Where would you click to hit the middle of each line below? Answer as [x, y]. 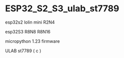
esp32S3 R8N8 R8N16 [28, 31]
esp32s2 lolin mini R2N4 [30, 22]
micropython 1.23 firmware [33, 41]
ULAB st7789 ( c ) [23, 51]
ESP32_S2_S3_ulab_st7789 [62, 9]
